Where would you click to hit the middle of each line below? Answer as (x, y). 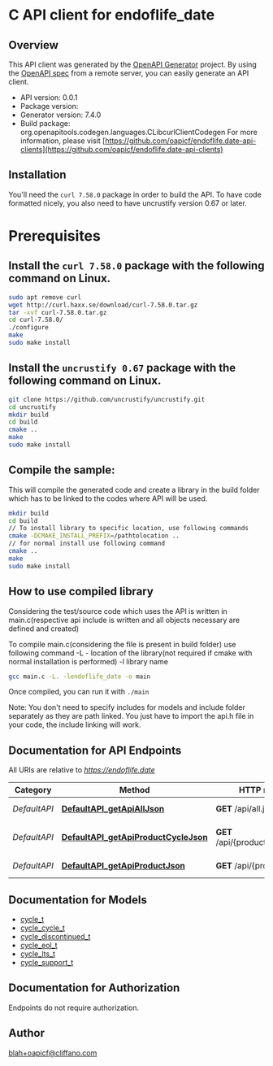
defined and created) (44, 629)
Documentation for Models (78, 900)
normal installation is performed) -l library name (89, 661)
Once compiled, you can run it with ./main (79, 692)
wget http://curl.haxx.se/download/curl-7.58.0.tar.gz (103, 305)
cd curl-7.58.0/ (36, 320)
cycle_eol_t (39, 945)
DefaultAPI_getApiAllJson (113, 809)
